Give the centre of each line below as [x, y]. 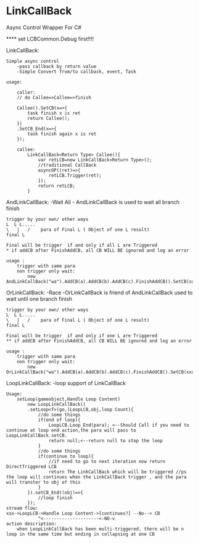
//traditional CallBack [67, 165]
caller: [26, 92]
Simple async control [33, 61]
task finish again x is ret [62, 134]
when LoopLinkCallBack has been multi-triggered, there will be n [100, 529]
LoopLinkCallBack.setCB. [37, 435]
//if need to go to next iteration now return [107, 461]
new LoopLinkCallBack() [57, 404]
